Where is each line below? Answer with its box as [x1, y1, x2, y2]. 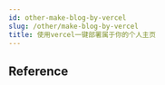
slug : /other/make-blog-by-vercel [8, 22, 140, 31]
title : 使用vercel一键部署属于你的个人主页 [8, 30, 156, 39]
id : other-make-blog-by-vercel [8, 13, 127, 23]
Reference [8, 63, 69, 79]
